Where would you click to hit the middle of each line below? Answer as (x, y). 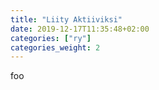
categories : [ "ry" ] (51, 38)
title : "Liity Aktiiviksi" (66, 19)
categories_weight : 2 (55, 47)
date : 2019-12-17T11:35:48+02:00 (80, 29)
